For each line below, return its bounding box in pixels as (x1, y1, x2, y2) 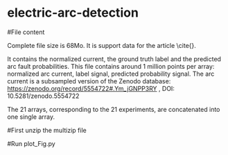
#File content (7, 28, 45, 36)
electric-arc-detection (7, 5, 139, 21)
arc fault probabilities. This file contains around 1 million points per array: (7, 62, 215, 70)
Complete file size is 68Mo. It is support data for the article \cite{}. (7, 41, 196, 49)
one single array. (7, 113, 55, 121)
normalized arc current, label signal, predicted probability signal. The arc (7, 70, 215, 78)
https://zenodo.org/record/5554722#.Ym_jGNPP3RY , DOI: (7, 84, 175, 92)
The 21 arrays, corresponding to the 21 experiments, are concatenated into (7, 105, 220, 113)
